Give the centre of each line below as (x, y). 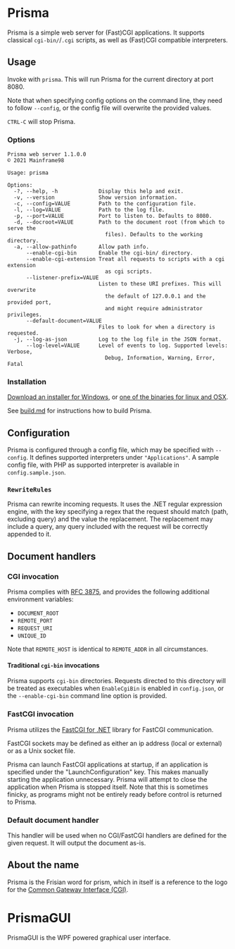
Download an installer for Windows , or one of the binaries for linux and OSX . (118, 397)
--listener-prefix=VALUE (62, 278)
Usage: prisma (28, 173)
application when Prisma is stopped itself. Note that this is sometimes (108, 787)
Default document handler (53, 820)
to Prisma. (22, 802)
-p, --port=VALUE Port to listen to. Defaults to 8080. (113, 216)
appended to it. (29, 534)
